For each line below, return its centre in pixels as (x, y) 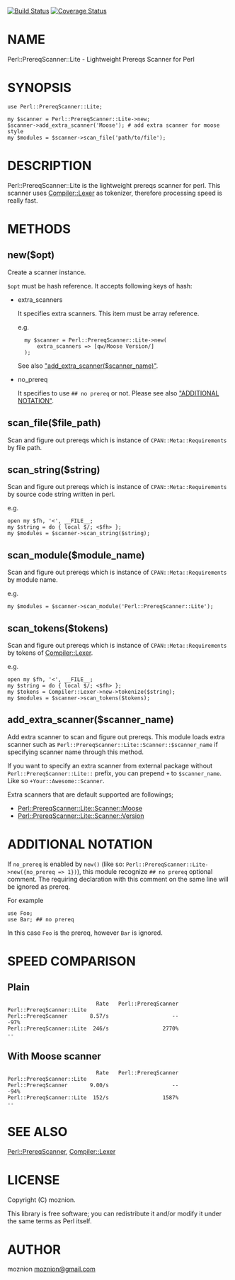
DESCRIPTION (50, 166)
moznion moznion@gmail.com (51, 1269)
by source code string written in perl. (61, 494)
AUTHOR (34, 1249)
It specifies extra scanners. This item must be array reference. (108, 313)
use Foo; (20, 913)
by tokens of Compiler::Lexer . (50, 653)
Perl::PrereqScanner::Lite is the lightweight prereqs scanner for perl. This (114, 185)
